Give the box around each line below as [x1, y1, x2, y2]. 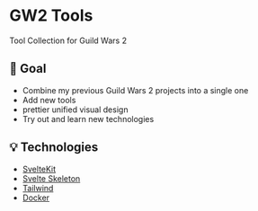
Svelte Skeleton [22, 172, 81, 184]
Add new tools [22, 94, 76, 105]
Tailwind [22, 182, 54, 193]
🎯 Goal [9, 61, 47, 76]
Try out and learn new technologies [22, 113, 155, 124]
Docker [22, 192, 50, 203]
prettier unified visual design [22, 104, 129, 115]
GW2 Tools [9, 5, 93, 26]
